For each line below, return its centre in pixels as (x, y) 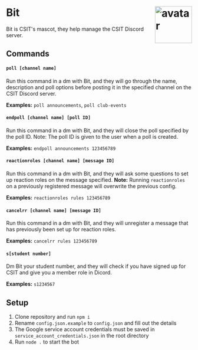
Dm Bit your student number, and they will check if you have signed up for (96, 266)
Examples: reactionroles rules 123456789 (58, 197)
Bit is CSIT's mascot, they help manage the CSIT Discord (75, 29)
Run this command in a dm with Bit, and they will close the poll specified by (98, 130)
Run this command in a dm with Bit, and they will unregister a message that (97, 223)
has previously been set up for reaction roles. (61, 230)
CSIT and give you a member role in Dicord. (59, 273)
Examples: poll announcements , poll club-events (66, 105)
